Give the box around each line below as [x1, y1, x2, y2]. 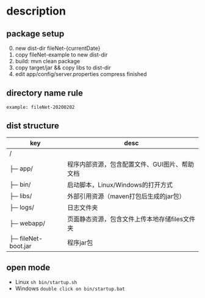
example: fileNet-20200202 [6, 104, 75, 110]
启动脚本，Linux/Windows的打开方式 [67, 181, 173, 189]
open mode [6, 263, 51, 273]
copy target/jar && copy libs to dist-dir [15, 64, 111, 71]
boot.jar [9, 241, 32, 250]
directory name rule [6, 88, 84, 99]
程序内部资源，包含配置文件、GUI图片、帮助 [67, 160, 194, 168]
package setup [6, 29, 65, 39]
